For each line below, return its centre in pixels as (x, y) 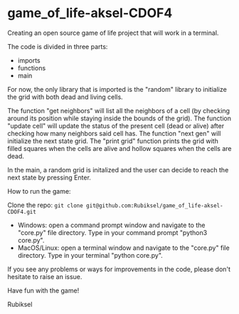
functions (32, 68)
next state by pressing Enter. (49, 177)
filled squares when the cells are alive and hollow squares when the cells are (119, 148)
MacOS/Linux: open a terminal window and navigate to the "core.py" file (123, 248)
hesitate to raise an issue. (45, 276)
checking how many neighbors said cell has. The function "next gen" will (114, 133)
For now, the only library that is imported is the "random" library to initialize (117, 89)
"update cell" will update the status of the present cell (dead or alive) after (116, 125)
